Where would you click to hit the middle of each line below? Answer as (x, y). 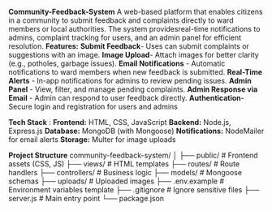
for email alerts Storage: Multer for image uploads (92, 140)
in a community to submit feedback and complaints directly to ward (121, 20)
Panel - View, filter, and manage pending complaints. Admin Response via (133, 89)
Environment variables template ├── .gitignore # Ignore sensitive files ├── (134, 189)
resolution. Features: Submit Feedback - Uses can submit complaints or (129, 46)
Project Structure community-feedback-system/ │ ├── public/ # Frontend (133, 155)
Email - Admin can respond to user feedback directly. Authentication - (127, 98)
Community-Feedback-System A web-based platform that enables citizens (136, 12)
